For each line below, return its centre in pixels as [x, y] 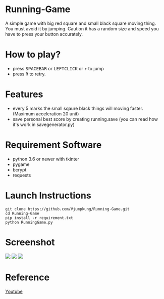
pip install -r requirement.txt [39, 218]
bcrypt [19, 169]
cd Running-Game [22, 213]
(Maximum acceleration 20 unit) [46, 114]
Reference [27, 277]
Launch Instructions [48, 195]
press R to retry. [29, 74]
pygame [21, 164]
